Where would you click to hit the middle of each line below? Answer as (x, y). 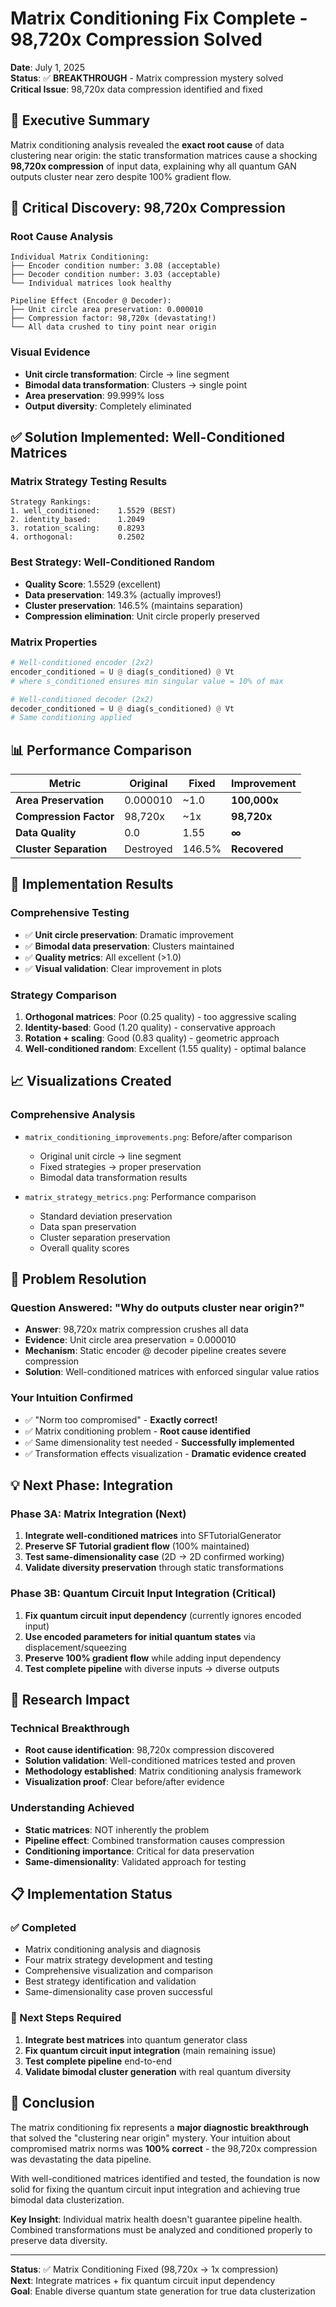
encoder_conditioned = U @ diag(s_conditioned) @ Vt (122, 672)
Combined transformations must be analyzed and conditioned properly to (161, 2229)
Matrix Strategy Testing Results (89, 482)
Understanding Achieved (72, 1808)
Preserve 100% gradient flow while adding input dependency (153, 1658)
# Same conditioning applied (71, 718)
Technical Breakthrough (70, 1729)
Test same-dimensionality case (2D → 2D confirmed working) (154, 1557)
